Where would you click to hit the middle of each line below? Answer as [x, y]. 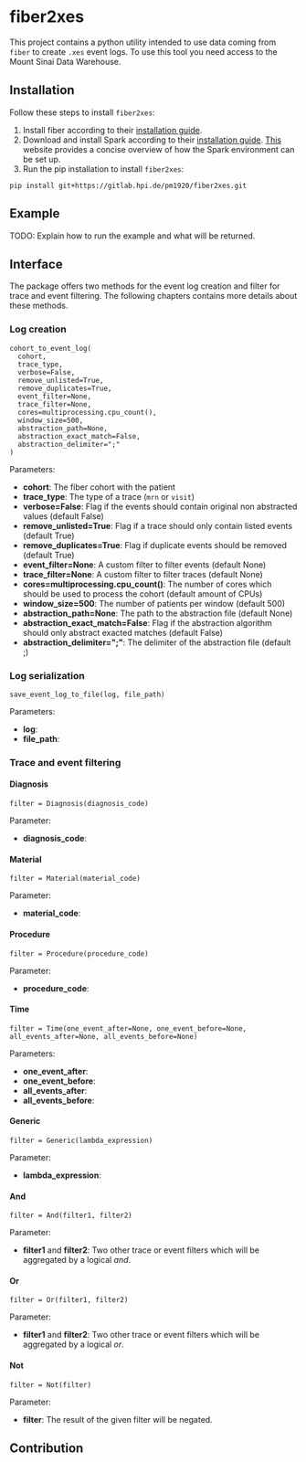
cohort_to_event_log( [51, 348]
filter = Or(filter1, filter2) [69, 1300]
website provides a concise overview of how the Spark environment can [158, 149]
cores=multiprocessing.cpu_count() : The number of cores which [147, 584]
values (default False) [63, 516]
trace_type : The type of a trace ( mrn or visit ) [108, 496]
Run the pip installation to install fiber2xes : [103, 169]
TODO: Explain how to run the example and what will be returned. [132, 236]
